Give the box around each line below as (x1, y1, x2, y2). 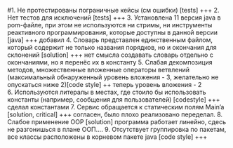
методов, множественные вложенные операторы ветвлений (7, 66, 189, 74)
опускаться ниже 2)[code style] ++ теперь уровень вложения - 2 (7, 81, 202, 88)
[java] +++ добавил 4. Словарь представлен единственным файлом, (7, 36, 213, 44)
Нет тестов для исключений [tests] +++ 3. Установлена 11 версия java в (7, 13, 221, 22)
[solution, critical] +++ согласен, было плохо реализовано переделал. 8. (7, 110, 223, 119)
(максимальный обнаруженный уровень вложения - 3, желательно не (7, 73, 219, 81)
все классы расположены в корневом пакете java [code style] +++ (7, 133, 208, 141)
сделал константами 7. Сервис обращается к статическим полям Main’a (7, 103, 225, 111)
